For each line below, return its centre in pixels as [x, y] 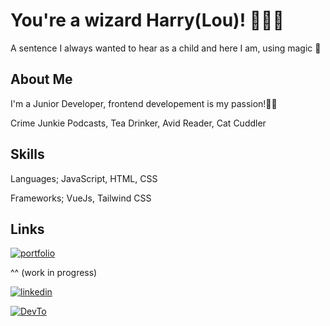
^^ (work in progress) [54, 273]
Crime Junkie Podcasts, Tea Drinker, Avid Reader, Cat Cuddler [138, 123]
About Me [41, 79]
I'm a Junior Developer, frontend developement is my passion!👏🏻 [144, 103]
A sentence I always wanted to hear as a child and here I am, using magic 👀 [166, 48]
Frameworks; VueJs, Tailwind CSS [81, 198]
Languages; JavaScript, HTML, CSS [84, 178]
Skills [27, 154]
